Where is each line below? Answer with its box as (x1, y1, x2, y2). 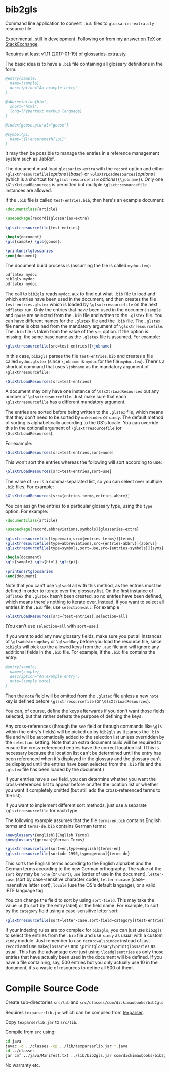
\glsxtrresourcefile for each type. (5, 807, 79, 813)
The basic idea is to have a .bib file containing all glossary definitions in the (5, 60, 163, 67)
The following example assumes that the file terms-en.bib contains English (5, 817, 161, 824)
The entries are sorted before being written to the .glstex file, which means (5, 408, 163, 415)
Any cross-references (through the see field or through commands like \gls (5, 723, 162, 729)
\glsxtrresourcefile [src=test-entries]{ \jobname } (5, 344, 112, 349)
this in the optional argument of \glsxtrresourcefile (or (5, 425, 122, 431)
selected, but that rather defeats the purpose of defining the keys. (5, 713, 143, 719)
